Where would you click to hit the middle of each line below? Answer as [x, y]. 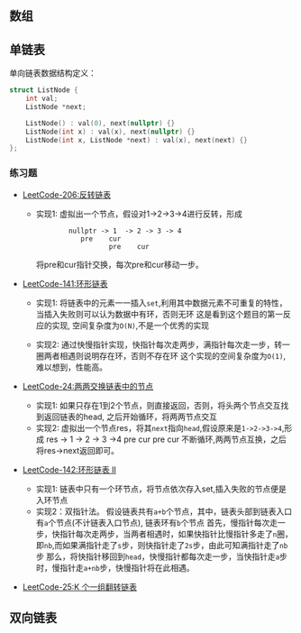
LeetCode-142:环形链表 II [69, 469]
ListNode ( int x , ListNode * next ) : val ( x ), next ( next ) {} [137, 140]
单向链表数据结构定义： [53, 73]
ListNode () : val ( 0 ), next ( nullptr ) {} [100, 123]
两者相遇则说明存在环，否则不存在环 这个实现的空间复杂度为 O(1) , [165, 355]
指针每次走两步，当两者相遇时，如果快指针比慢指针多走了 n [169, 534]
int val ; [42, 99]
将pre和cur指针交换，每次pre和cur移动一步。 [120, 264]
